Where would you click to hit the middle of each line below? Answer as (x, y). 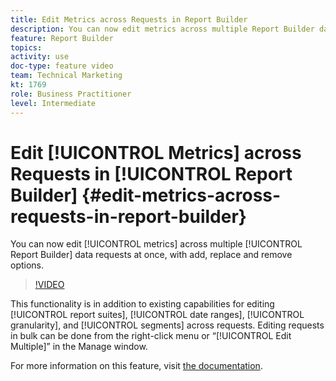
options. (27, 265)
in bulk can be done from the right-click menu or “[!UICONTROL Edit (151, 336)
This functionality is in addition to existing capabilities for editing (142, 304)
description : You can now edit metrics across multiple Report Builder (162, 29)
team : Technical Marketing (66, 76)
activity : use (40, 57)
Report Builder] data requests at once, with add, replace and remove (151, 255)
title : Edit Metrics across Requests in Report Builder (129, 19)
